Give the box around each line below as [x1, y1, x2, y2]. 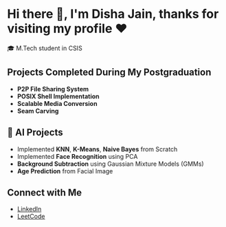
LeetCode [16, 213, 45, 221]
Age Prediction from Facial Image [16, 166, 113, 175]
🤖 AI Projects [7, 127, 63, 138]
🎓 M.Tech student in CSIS [7, 44, 82, 52]
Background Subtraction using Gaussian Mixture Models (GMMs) [16, 160, 204, 168]
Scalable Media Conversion [16, 99, 98, 107]
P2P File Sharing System [16, 85, 89, 93]
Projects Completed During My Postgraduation [7, 67, 212, 78]
